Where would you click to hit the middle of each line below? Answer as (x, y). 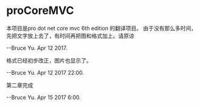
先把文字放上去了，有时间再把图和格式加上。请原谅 (70, 36)
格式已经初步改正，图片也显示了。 (49, 60)
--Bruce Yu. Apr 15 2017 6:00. (44, 97)
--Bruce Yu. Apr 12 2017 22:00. (45, 72)
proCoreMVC (40, 11)
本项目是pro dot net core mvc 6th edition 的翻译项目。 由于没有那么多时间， (101, 28)
